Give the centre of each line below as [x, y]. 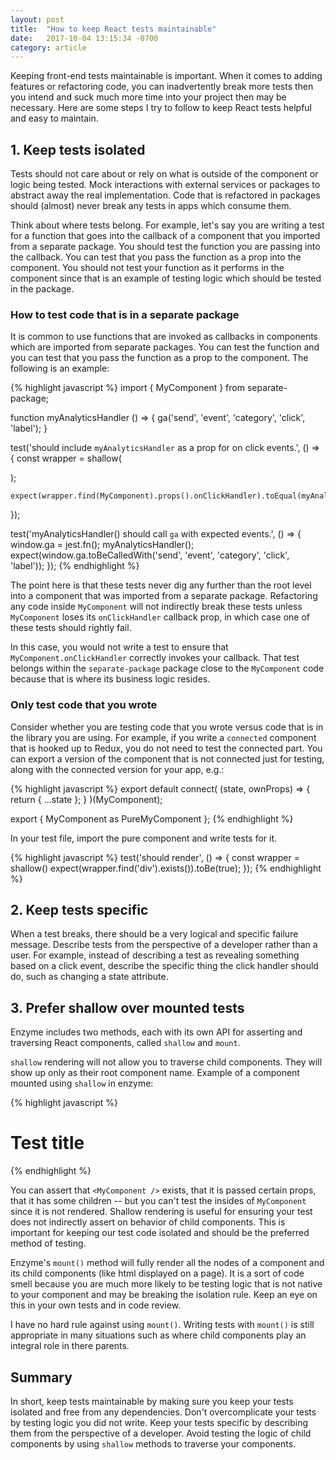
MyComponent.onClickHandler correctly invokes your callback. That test [155, 658]
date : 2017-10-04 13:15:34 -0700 [84, 38]
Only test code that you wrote [84, 705]
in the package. [42, 289]
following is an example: [60, 368]
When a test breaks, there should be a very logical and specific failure [154, 934]
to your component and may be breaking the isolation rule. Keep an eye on [164, 1295]
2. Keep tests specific [79, 910]
